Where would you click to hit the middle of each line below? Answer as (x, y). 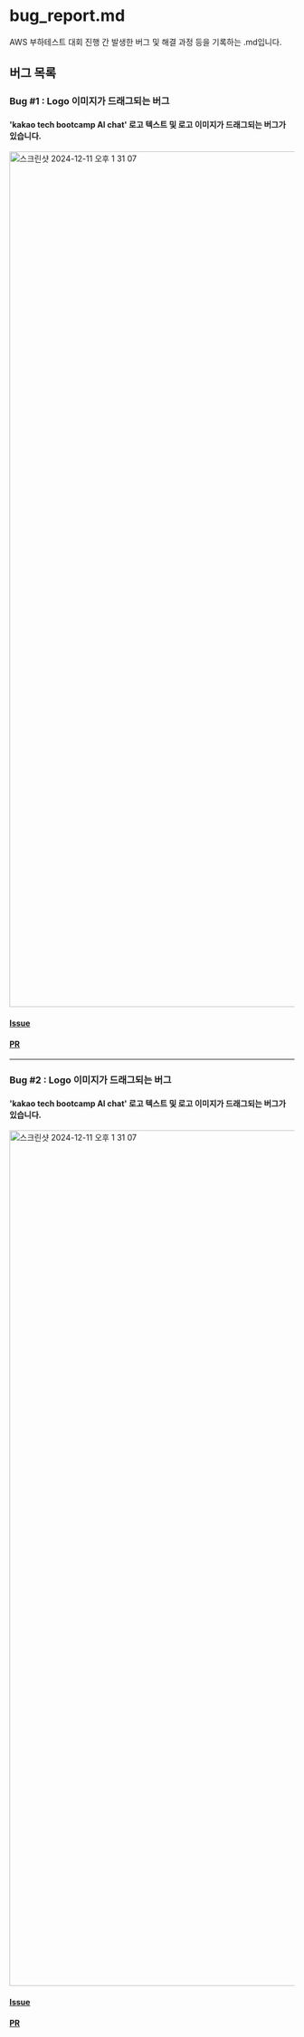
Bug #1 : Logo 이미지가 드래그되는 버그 (90, 101)
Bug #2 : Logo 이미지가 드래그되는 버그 (90, 1080)
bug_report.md (67, 16)
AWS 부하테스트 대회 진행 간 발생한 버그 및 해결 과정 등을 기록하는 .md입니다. (146, 42)
